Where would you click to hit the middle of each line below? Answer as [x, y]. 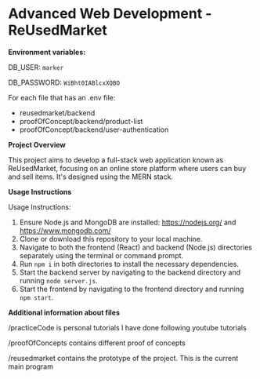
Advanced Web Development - [110, 14]
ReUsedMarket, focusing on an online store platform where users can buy [127, 168]
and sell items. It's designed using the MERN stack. [91, 177]
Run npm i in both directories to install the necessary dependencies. [129, 264]
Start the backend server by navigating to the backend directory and [130, 272]
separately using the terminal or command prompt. [101, 255]
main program [31, 366]
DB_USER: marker [36, 67]
